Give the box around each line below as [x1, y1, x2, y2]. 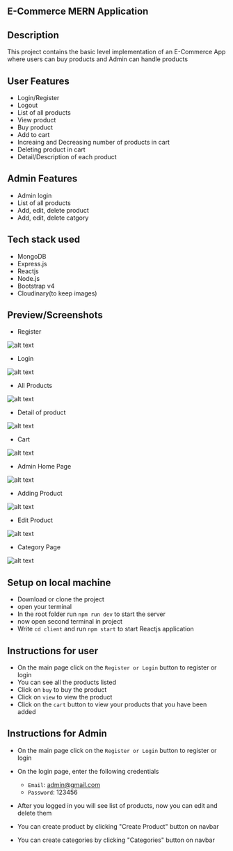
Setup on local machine [7, 576, 111, 588]
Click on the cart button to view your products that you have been [17, 700, 207, 708]
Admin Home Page [17, 462, 72, 471]
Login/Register [17, 94, 60, 102]
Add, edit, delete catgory [17, 213, 89, 222]
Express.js [17, 259, 47, 268]
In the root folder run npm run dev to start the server [17, 610, 166, 618]
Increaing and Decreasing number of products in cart [17, 138, 170, 147]
